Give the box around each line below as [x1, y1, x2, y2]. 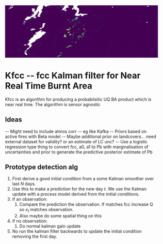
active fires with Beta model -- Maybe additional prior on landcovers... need [5, 134, 157, 139]
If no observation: [12, 218, 48, 224]
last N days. [12, 181, 36, 187]
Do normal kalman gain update [19, 223, 81, 229]
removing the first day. [12, 233, 57, 240]
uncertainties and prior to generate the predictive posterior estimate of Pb [5, 149, 153, 155]
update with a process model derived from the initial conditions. [12, 191, 140, 197]
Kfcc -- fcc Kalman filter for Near [5, 70, 141, 81]
